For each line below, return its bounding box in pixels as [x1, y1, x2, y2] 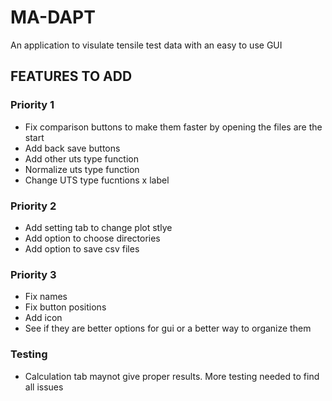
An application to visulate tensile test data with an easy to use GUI [10, 39, 283, 51]
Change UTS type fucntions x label [24, 174, 170, 186]
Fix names [24, 291, 68, 303]
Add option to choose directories [24, 232, 161, 244]
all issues [24, 381, 64, 393]
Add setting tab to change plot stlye [24, 221, 173, 233]
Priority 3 [10, 267, 57, 281]
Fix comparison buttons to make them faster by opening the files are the [24, 121, 323, 133]
